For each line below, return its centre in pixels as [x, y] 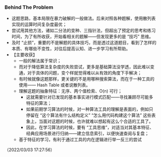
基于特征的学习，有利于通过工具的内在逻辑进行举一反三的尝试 [80, 140]
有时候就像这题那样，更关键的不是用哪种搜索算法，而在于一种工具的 [87, 79]
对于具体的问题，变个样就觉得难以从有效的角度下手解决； [85, 73]
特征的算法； [39, 103]
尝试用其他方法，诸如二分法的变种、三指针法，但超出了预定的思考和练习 [83, 31]
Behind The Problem [29, 7]
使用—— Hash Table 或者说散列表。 [54, 85]
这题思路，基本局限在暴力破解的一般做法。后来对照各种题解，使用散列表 [83, 18]
